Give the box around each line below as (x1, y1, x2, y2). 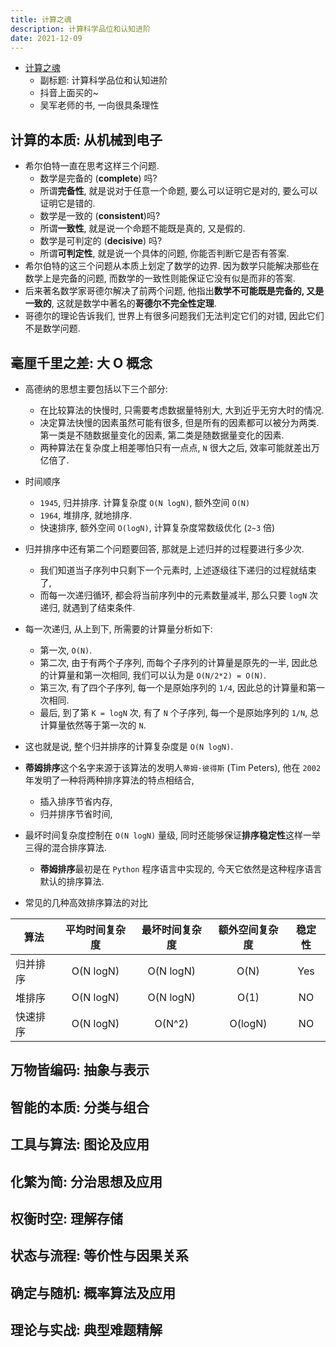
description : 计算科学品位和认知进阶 (10, 24, 151, 34)
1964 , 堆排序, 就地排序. (39, 509, 133, 521)
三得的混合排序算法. (24, 842, 107, 853)
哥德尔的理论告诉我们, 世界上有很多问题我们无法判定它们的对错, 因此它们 (24, 310, 325, 322)
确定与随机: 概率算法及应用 (10, 1284, 176, 1301)
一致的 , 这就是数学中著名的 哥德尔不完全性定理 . (24, 297, 217, 310)
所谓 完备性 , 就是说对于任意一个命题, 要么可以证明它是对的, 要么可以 (39, 185, 318, 197)
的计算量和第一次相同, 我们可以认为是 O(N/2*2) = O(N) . (39, 669, 267, 681)
